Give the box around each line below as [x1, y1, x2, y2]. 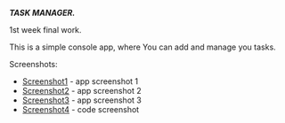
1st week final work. [9, 25, 82, 35]
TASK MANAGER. [9, 8, 76, 18]
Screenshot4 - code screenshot [21, 104, 140, 114]
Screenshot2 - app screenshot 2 [21, 86, 142, 96]
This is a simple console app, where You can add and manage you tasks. [9, 42, 276, 52]
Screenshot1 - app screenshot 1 [21, 76, 139, 87]
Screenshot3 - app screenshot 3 [21, 95, 142, 105]
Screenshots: [9, 59, 58, 69]
